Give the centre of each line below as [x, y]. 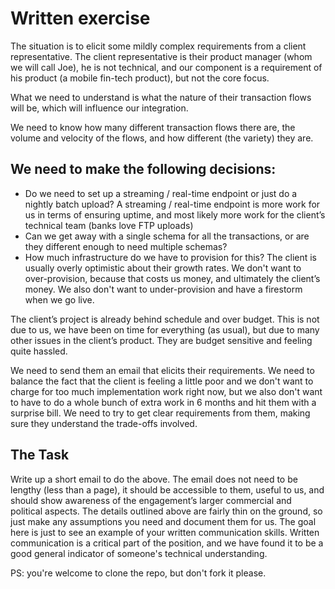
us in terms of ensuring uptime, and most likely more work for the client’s [175, 214]
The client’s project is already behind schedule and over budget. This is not [165, 319]
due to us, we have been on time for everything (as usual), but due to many [165, 329]
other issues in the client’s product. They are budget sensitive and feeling [161, 340]
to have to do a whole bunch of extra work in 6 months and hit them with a [163, 402]
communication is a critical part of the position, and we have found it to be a [167, 543]
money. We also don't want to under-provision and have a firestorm [163, 289]
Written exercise [80, 18]
